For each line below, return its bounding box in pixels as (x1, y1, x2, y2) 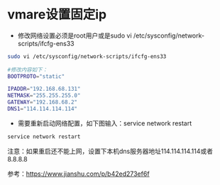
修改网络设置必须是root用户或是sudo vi (17, 31, 133, 40)
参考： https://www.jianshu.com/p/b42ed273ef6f (7, 169, 150, 178)
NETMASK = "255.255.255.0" (7, 92, 81, 99)
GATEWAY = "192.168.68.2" (7, 99, 78, 106)
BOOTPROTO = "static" (7, 72, 65, 80)
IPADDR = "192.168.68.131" (7, 86, 81, 93)
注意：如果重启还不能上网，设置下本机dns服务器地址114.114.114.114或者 (7, 147, 214, 155)
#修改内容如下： (7, 66, 48, 73)
